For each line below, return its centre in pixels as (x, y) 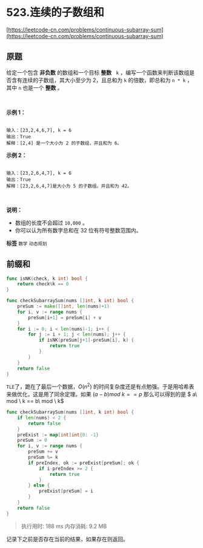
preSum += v (43, 452)
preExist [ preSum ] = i (66, 491)
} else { (39, 485)
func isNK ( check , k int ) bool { (47, 279)
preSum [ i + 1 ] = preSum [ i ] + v (65, 317)
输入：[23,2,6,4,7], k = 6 (39, 173)
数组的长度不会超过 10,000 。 (51, 223)
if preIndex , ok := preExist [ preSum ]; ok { (84, 463)
